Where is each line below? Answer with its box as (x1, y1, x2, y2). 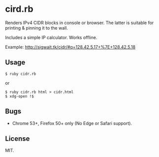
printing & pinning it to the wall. (5, 25, 68, 31)
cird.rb (5, 3, 33, 15)
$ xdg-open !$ (5, 94, 34, 99)
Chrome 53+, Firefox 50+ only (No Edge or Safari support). (12, 120, 132, 126)
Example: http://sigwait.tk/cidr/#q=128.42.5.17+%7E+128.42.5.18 (5, 44, 136, 50)
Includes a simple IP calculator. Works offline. (5, 34, 97, 40)
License (5, 134, 30, 143)
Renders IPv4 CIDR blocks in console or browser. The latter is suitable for (5, 20, 154, 26)
